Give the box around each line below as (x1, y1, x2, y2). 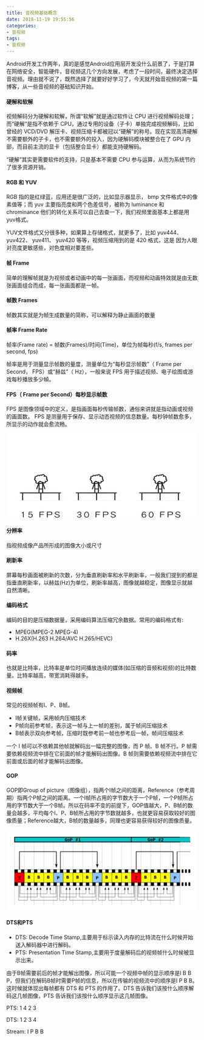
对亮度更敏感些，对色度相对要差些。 (6, 244, 97, 252)
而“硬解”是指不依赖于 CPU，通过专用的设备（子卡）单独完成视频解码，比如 (6, 120, 194, 128)
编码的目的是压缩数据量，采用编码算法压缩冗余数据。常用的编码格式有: (6, 616, 184, 623)
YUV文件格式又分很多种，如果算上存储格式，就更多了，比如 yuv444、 (6, 229, 182, 237)
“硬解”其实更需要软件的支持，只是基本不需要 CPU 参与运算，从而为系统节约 (6, 156, 195, 164)
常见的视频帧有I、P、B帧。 (6, 701, 73, 709)
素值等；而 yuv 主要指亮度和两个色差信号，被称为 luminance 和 (6, 201, 165, 208)
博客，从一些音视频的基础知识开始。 (6, 83, 97, 90)
